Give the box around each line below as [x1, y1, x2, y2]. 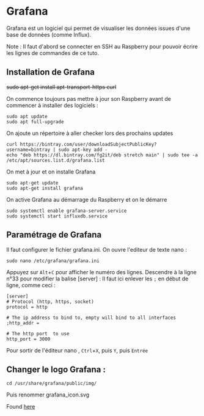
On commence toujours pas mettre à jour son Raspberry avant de [6, 95, 171, 102]
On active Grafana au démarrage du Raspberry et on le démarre [6, 195, 167, 203]
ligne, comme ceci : [6, 281, 56, 288]
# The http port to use [6, 330, 70, 337]
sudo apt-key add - [58, 147, 108, 153]
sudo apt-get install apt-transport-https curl [6, 83, 117, 90]
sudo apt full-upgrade [6, 119, 64, 125]
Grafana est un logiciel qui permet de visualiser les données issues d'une [6, 24, 191, 32]
